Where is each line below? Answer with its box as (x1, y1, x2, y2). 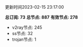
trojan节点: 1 (12, 36, 36, 42)
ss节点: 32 (12, 31, 33, 36)
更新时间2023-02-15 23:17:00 (5, 4, 64, 10)
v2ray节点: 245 (12, 24, 42, 30)
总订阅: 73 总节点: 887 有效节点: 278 (5, 14, 78, 20)
